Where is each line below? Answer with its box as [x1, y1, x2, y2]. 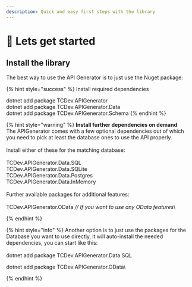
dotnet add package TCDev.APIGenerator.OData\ [6, 263, 126, 270]
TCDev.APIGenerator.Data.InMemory [6, 178, 96, 185]
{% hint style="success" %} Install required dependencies [6, 85, 149, 92]
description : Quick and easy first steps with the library [6, 8, 156, 15]
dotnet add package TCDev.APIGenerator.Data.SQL [6, 251, 133, 259]
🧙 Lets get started [6, 34, 96, 48]
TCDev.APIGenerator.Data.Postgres [6, 171, 93, 179]
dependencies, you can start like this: [6, 239, 98, 246]
